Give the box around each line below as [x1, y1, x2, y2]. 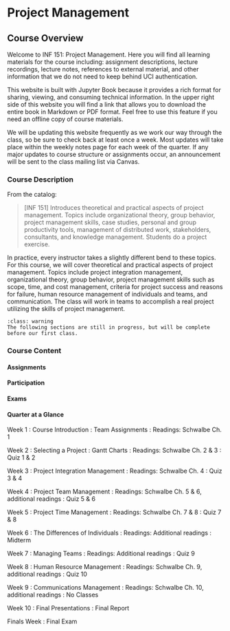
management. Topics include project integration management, [7, 268, 183, 277]
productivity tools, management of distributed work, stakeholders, [23, 226, 211, 234]
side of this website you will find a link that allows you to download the [7, 100, 206, 108]
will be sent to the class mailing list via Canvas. [7, 158, 140, 166]
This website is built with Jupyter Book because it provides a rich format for [7, 86, 222, 94]
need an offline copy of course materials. [7, 115, 124, 123]
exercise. [23, 240, 50, 248]
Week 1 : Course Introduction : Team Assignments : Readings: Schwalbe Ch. [7, 425, 222, 434]
